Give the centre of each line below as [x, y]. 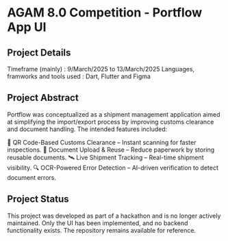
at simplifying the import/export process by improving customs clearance [111, 122]
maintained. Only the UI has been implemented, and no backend [98, 223]
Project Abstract [43, 98]
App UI [27, 27]
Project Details [39, 53]
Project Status [38, 199]
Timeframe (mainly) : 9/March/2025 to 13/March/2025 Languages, [101, 69]
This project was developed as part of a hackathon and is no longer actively [114, 216]
